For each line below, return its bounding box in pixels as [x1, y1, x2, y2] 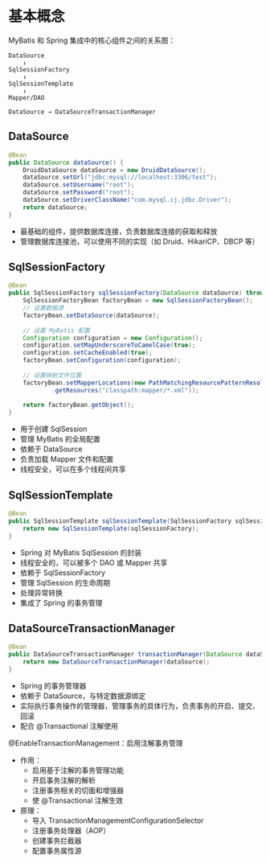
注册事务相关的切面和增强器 [31, 785, 125, 795]
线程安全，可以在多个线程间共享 [19, 464, 126, 475]
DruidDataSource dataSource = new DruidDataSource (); [22, 166, 207, 174]
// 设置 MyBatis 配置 [22, 327, 91, 335]
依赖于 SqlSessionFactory [19, 568, 106, 577]
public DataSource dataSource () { [8, 158, 125, 166]
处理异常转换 [19, 588, 63, 598]
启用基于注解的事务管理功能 [31, 765, 125, 775]
